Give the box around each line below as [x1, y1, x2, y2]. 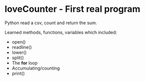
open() [11, 39, 26, 45]
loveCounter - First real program [4, 3, 141, 15]
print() [11, 70, 25, 76]
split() [11, 54, 24, 60]
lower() [11, 49, 27, 55]
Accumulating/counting [11, 65, 60, 71]
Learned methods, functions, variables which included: [4, 29, 117, 35]
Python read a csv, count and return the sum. [4, 20, 97, 26]
